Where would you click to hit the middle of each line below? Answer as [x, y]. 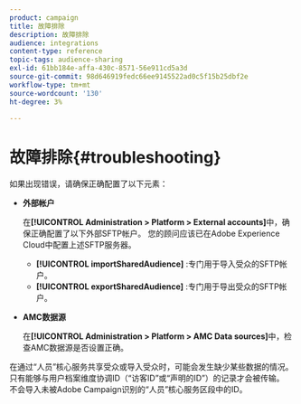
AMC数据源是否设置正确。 [80, 348]
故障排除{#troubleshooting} [115, 157]
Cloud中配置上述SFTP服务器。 [79, 245]
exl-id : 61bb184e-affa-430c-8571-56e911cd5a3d [99, 69]
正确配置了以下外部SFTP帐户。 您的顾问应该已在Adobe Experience [155, 234]
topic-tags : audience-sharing [66, 60]
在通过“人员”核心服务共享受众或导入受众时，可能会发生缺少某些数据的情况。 [151, 367]
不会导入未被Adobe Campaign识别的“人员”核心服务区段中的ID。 [128, 390]
